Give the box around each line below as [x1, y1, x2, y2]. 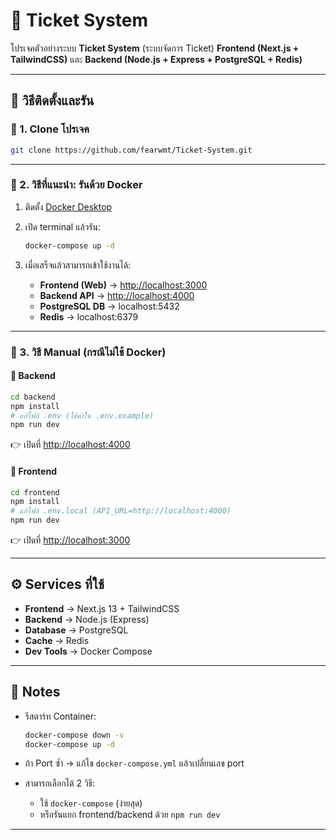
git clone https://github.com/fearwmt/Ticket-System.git [10, 145, 253, 155]
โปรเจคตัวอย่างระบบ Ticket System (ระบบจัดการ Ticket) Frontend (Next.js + [10, 42, 300, 54]
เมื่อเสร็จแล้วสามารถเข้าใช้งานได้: [24, 259, 132, 271]
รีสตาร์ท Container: [24, 710, 97, 722]
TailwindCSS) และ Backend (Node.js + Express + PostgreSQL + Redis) [10, 53, 303, 65]
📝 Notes [10, 684, 61, 701]
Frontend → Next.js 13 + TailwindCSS [24, 602, 180, 614]
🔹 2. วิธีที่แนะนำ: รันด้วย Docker [10, 178, 143, 192]
